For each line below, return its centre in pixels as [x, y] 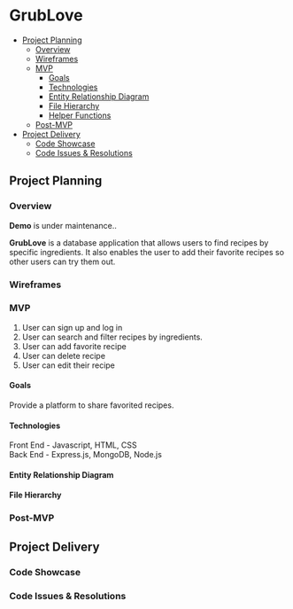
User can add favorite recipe [74, 346]
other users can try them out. [62, 262]
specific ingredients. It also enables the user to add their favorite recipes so [147, 252]
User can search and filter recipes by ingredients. [112, 337]
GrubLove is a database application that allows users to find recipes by [139, 242]
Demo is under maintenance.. [63, 225]
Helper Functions [80, 115]
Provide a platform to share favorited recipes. [92, 405]
